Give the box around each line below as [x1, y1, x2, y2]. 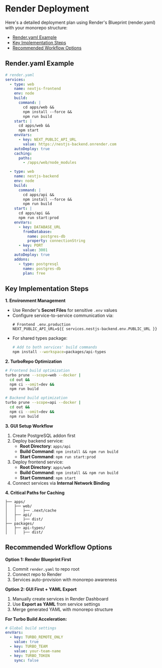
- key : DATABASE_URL [18, 224, 61, 229]
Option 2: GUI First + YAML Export [5, 586, 77, 592]
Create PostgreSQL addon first [12, 433, 76, 439]
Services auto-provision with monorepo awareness [12, 577, 117, 583]
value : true [14, 639, 39, 645]
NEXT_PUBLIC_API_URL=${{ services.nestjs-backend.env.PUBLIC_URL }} [12, 326, 158, 332]
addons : [14, 257, 30, 262]
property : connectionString [27, 238, 85, 243]
